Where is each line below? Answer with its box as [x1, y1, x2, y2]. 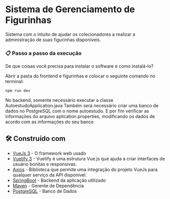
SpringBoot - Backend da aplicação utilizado [12, 177, 106, 184]
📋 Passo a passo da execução [5, 49, 82, 56]
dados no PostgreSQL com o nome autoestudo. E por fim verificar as [5, 108, 149, 114]
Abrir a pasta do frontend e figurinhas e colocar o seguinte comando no [5, 73, 156, 79]
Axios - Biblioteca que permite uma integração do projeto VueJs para [12, 166, 158, 173]
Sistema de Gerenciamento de [5, 4, 135, 15]
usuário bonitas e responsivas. [12, 161, 77, 167]
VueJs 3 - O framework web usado [12, 150, 86, 156]
